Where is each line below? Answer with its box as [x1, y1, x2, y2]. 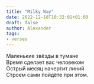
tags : [6, 31, 20, 37]
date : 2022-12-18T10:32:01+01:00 [6, 14, 89, 20]
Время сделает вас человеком [6, 59, 85, 66]
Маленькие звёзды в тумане [6, 53, 79, 59]
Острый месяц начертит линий [6, 65, 85, 72]
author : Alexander [6, 25, 51, 31]
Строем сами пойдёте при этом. [6, 72, 89, 78]
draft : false [6, 20, 38, 25]
